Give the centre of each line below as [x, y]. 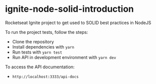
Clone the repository [33, 42]
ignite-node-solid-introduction [70, 9]
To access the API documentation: [40, 67]
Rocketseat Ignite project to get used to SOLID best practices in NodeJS [78, 23]
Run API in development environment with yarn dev [64, 57]
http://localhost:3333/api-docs [45, 77]
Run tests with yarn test [37, 52]
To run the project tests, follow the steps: [47, 32]
